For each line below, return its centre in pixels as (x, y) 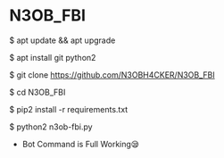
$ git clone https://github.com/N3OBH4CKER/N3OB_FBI (112, 75)
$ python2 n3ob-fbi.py (51, 127)
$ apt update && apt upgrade (62, 40)
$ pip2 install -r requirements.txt (69, 109)
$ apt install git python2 (53, 57)
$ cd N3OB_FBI (37, 92)
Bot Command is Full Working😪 (81, 144)
